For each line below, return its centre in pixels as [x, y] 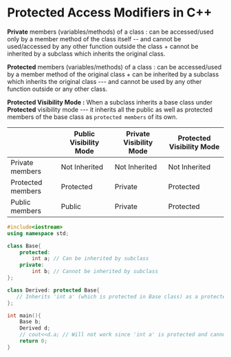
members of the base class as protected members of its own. [92, 117]
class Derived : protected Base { [53, 290]
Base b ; [30, 322]
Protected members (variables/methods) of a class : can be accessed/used [114, 67]
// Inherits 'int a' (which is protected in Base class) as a [107, 296]
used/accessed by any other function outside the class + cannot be [103, 46]
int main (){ [24, 315]
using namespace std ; [38, 233]
